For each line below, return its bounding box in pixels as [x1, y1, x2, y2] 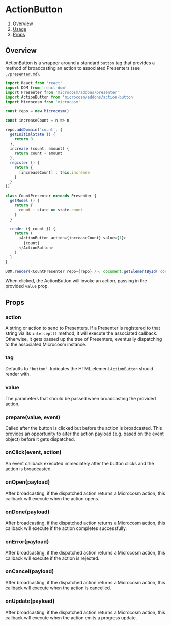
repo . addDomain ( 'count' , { [5, 127, 63, 132]
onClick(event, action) [5, 448, 62, 455]
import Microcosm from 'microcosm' [5, 100, 81, 105]
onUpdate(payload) [5, 597, 55, 605]
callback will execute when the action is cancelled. [5, 585, 111, 591]
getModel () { [10, 198, 40, 203]
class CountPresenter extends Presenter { [5, 193, 97, 199]
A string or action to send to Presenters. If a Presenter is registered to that [5, 325, 160, 331]
